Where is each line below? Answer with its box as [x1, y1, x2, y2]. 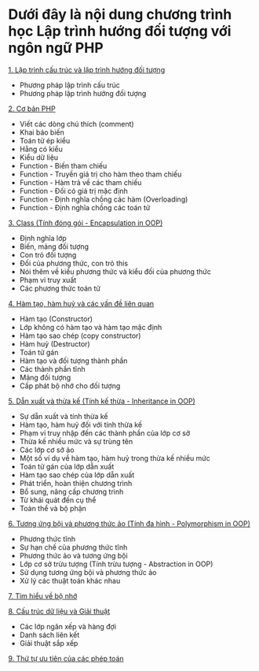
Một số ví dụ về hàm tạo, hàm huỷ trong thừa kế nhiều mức [19, 453, 210, 462]
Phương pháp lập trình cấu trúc [19, 80, 120, 90]
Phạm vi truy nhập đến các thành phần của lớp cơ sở [19, 428, 191, 438]
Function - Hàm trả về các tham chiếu [19, 177, 142, 187]
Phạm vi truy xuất [19, 275, 77, 284]
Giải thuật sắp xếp [19, 638, 78, 647]
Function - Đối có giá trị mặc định [19, 186, 128, 195]
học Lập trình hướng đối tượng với [8, 22, 232, 40]
